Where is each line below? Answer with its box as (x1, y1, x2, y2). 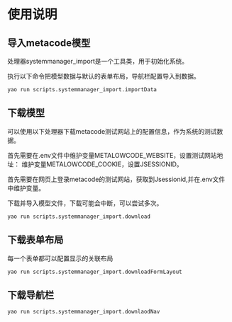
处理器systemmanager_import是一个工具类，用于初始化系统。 (7, 57, 189, 65)
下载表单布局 (7, 234, 64, 246)
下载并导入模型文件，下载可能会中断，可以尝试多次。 (7, 199, 163, 207)
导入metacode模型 (7, 37, 91, 49)
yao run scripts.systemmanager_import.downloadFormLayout (7, 268, 182, 275)
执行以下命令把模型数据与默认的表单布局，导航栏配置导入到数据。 (7, 72, 200, 80)
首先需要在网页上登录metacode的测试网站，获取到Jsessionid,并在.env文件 (7, 175, 226, 183)
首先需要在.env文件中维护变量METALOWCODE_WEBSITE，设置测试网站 (7, 151, 218, 159)
